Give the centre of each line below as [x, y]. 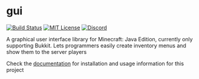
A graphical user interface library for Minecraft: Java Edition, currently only [99, 39]
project [15, 69]
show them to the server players [47, 51]
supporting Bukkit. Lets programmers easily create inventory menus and [96, 45]
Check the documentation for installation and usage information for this [95, 63]
